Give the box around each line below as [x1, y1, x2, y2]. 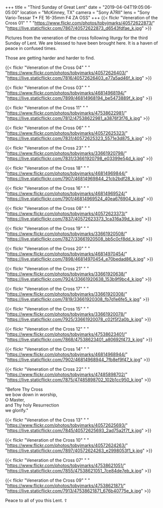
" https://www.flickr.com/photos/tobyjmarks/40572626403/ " [5, 70, 128, 76]
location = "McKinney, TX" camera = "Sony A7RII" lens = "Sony [20, 9, 150, 15]
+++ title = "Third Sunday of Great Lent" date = [5, 4, 102, 10]
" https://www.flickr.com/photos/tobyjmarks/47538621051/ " [5, 462, 126, 468]
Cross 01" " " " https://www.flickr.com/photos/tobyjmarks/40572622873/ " [5, 20, 155, 26]
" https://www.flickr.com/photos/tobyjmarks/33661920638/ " [5, 271, 127, 277]
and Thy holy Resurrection [5, 402, 59, 408]
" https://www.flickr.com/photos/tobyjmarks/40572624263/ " [5, 443, 128, 448]
